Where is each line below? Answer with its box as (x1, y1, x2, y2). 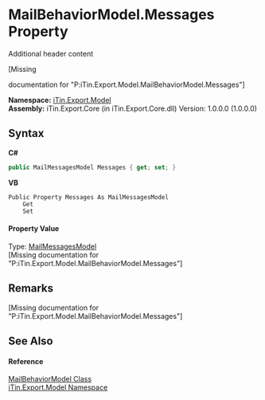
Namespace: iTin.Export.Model (8, 95, 111, 104)
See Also (8, 335, 53, 348)
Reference (8, 356, 44, 366)
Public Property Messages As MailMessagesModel (8, 193, 170, 201)
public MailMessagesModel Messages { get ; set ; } (8, 163, 177, 171)
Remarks (8, 281, 54, 296)
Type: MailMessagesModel (8, 241, 97, 251)
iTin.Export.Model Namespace (8, 382, 108, 392)
